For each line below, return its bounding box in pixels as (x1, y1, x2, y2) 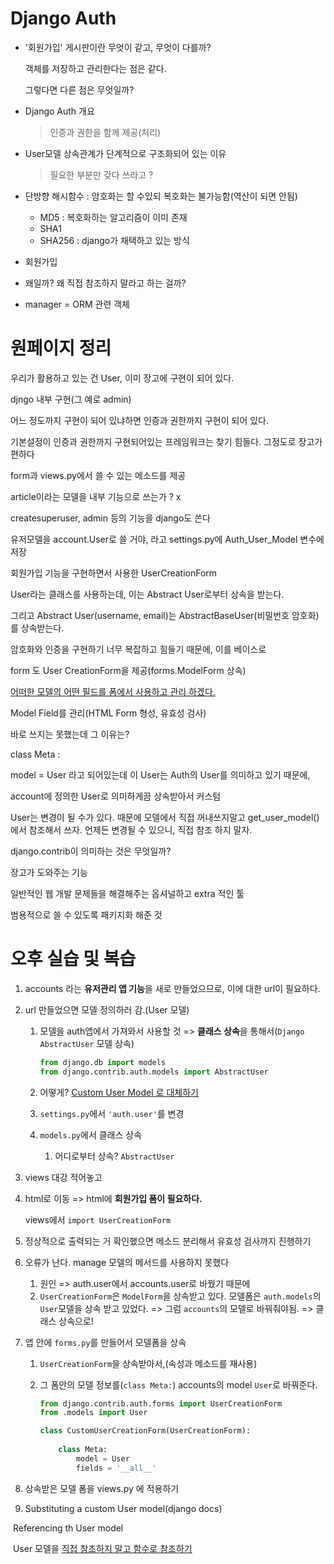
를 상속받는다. (10, 622, 65, 634)
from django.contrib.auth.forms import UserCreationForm (39, 1398, 283, 1409)
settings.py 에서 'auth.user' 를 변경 (39, 1107, 185, 1119)
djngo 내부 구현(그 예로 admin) (10, 393, 132, 405)
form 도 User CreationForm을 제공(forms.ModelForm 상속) (10, 664, 247, 676)
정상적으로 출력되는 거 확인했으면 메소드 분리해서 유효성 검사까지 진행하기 (24, 1235, 312, 1247)
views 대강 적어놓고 (24, 1171, 103, 1183)
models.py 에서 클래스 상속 (39, 1128, 143, 1141)
